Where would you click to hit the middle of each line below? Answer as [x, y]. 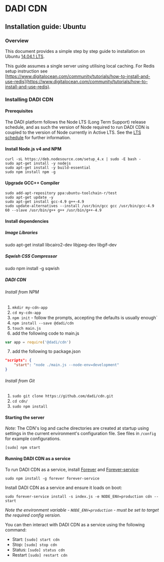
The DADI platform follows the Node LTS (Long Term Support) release [75, 122]
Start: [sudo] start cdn [36, 539]
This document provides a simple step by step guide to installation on [75, 51]
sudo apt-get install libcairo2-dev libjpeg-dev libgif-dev [61, 244]
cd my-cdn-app [26, 313]
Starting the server [25, 417]
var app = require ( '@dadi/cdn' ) [38, 342]
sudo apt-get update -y [29, 197]
